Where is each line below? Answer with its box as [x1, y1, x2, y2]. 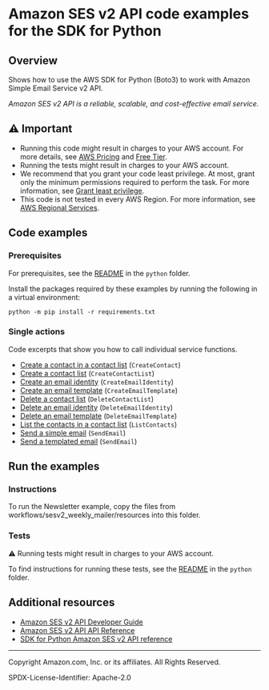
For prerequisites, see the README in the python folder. [8, 268, 191, 278]
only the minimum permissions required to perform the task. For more [19, 177, 250, 187]
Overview [8, 54, 58, 67]
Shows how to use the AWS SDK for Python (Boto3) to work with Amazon [8, 75, 251, 84]
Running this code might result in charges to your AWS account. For [19, 143, 244, 153]
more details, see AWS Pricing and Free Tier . [19, 151, 167, 161]
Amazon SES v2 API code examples [8, 5, 250, 23]
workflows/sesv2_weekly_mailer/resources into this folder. [8, 510, 201, 520]
